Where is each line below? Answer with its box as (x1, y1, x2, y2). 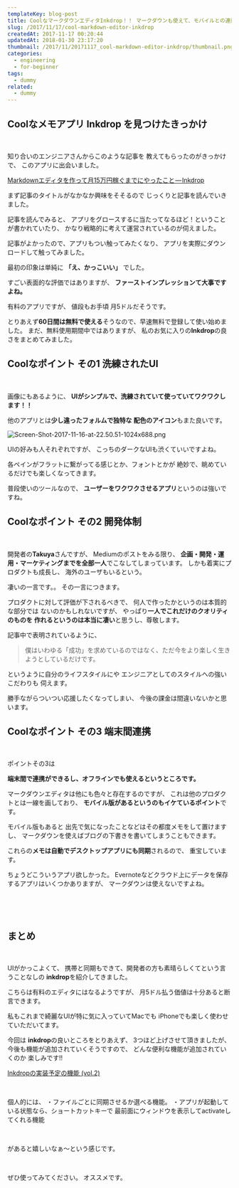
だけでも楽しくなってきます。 (13, 469, 100, 477)
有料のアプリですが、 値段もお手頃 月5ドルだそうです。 (7, 302, 170, 310)
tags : (7, 70, 23, 77)
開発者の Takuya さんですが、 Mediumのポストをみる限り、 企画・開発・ (7, 549, 218, 558)
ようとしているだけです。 (24, 654, 100, 663)
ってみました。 (44, 248, 88, 256)
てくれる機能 (7, 1115, 45, 1124)
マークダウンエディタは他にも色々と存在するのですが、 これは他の (7, 790, 202, 798)
